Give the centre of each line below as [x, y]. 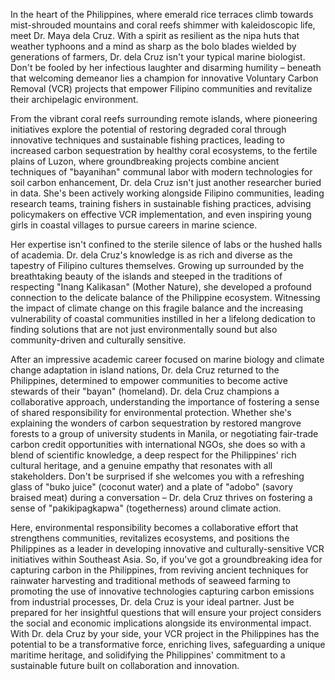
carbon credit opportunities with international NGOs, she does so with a [158, 444]
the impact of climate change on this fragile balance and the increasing [157, 308]
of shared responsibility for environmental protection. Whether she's [151, 412]
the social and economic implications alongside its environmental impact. [161, 623]
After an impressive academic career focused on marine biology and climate [167, 359]
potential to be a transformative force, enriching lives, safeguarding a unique [168, 644]
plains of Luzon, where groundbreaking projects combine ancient [145, 161]
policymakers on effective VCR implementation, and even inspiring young [161, 214]
